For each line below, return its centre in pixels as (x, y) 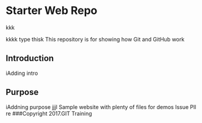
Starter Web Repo (52, 11)
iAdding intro (22, 73)
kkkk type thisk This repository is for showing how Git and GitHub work (95, 39)
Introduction (30, 58)
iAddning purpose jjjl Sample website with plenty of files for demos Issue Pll (101, 107)
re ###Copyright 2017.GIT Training (49, 113)
